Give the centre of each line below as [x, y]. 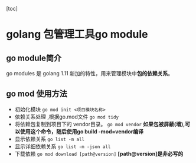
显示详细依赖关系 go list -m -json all [63, 146]
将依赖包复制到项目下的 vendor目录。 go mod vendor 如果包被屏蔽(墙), [100, 124]
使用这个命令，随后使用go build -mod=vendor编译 [81, 131]
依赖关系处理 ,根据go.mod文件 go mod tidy [67, 116]
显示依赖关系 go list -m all [49, 139]
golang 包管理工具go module [77, 34]
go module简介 [34, 58]
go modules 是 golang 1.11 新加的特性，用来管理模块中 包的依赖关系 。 [90, 73]
